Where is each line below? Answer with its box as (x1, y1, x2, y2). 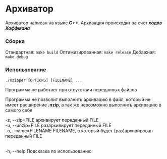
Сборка (5, 37, 25, 44)
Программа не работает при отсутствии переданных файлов (5, 86, 137, 92)
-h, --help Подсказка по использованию (5, 148, 92, 154)
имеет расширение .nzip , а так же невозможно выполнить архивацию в (5, 101, 161, 108)
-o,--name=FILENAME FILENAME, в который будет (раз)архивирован (5, 127, 153, 134)
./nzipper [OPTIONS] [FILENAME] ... (5, 78, 82, 83)
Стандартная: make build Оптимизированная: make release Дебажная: (5, 49, 156, 56)
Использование (5, 66, 46, 73)
